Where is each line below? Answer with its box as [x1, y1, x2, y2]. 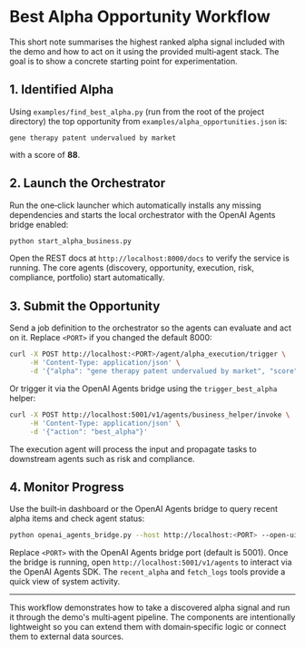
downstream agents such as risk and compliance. [9, 453, 195, 464]
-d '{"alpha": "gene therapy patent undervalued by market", [29, 367, 266, 376]
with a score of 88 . [9, 149, 81, 160]
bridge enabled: [9, 219, 69, 230]
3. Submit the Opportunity [9, 298, 161, 314]
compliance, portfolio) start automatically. [9, 272, 165, 283]
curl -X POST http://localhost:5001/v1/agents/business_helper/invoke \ [9, 410, 290, 419]
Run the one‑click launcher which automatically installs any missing [9, 200, 261, 211]
